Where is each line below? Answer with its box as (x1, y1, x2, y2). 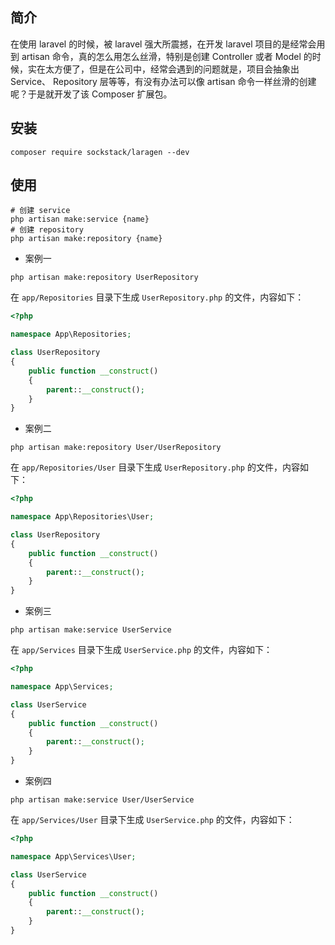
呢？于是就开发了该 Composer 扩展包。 (10, 88, 173, 100)
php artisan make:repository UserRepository (10, 273, 199, 283)
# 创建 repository (10, 225, 84, 235)
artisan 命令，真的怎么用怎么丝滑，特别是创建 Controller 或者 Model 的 (21, 50, 313, 62)
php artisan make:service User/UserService (10, 795, 195, 805)
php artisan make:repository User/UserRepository (10, 443, 222, 453)
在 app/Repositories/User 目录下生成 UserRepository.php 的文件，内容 (10, 461, 300, 473)
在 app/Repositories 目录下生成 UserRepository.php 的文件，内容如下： (10, 291, 305, 303)
